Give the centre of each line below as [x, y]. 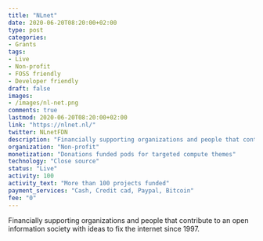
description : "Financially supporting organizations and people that [124, 139]
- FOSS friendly [34, 74]
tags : [17, 52]
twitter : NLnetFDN [38, 132]
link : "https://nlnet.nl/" [52, 125]
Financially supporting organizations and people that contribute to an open [128, 220]
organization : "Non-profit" [54, 147]
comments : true [33, 111]
